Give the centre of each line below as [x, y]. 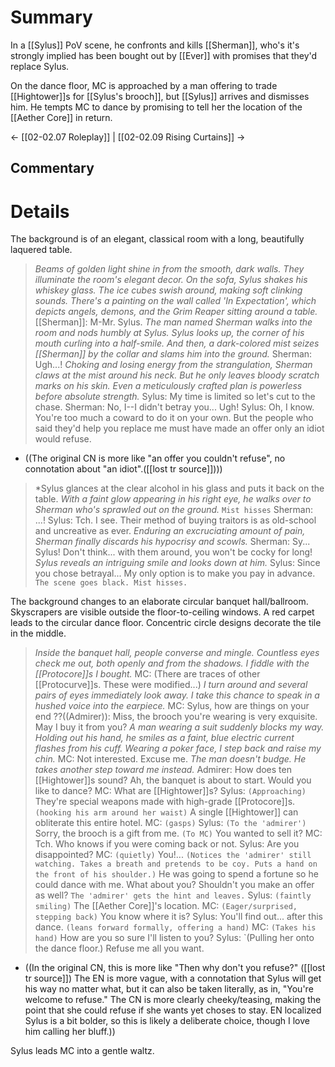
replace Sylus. [40, 66]
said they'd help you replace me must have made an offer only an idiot [179, 428]
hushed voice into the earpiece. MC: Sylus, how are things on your [172, 706]
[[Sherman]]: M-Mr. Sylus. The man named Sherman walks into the [173, 322]
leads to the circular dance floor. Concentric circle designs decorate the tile [166, 623]
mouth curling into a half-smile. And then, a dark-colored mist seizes [177, 343]
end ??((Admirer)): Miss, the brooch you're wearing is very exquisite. [176, 717]
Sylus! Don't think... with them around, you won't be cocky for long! [173, 552]
